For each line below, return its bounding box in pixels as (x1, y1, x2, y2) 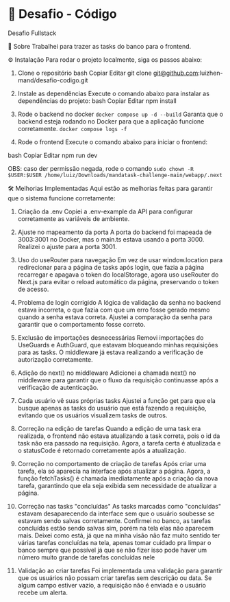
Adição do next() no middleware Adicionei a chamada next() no (17, 369, 196, 377)
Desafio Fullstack (8, 29, 57, 37)
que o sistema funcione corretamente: (8, 194, 116, 202)
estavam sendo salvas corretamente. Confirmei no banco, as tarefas (17, 516, 212, 524)
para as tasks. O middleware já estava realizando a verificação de (17, 348, 204, 356)
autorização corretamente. (17, 355, 93, 363)
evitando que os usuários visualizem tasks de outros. (17, 411, 168, 419)
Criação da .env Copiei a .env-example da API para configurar (17, 207, 193, 216)
